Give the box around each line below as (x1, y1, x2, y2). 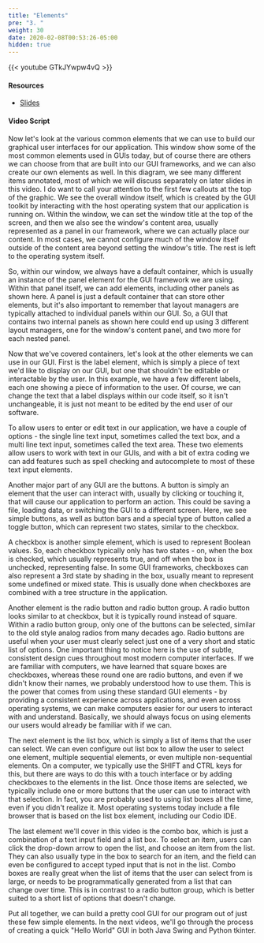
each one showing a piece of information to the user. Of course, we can (8, 382, 241, 391)
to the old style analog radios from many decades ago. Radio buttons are (8, 628, 245, 638)
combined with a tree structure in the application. (8, 587, 168, 597)
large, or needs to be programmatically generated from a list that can (8, 877, 232, 886)
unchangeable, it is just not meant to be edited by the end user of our (8, 399, 233, 409)
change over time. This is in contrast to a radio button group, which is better (8, 885, 255, 894)
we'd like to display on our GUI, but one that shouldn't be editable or (8, 365, 230, 375)
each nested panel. (8, 333, 71, 343)
